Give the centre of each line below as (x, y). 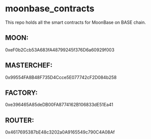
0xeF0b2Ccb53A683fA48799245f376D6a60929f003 (60, 49)
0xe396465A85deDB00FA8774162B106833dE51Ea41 (59, 105)
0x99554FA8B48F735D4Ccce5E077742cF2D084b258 (61, 77)
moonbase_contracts (50, 9)
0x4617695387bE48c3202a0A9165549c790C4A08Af (60, 132)
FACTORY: (22, 93)
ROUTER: (20, 120)
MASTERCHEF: (29, 66)
